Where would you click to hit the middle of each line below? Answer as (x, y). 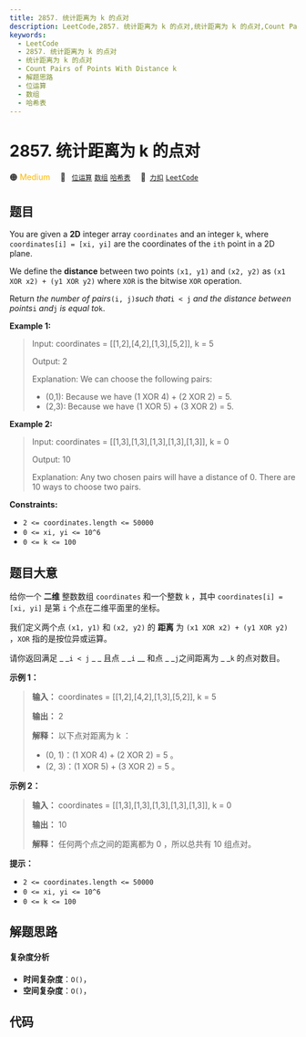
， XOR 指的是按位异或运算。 (61, 638)
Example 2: (31, 424)
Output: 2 (50, 361)
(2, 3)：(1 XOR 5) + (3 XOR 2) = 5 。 (112, 766)
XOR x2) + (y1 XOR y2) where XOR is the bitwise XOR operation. (126, 281)
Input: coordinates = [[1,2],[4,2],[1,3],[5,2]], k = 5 (122, 344)
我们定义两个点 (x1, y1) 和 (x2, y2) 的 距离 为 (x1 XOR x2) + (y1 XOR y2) (149, 627)
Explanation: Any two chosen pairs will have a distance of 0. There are (163, 477)
